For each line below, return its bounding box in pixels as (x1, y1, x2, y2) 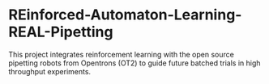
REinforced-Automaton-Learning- (8, 6, 242, 24)
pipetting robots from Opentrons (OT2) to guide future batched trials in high (8, 58, 261, 68)
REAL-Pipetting (8, 23, 113, 41)
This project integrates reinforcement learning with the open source (8, 49, 235, 59)
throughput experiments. (8, 66, 92, 76)
